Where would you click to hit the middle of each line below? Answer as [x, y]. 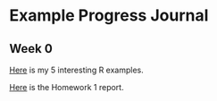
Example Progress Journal [109, 16]
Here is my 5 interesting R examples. [77, 70]
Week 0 [31, 49]
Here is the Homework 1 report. [67, 87]
